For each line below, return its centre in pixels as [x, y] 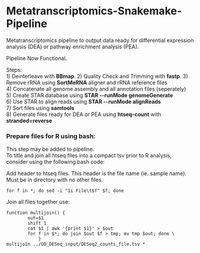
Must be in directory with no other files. [55, 180]
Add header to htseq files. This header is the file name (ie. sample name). [96, 173]
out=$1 [36, 218]
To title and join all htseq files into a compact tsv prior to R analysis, [89, 156]
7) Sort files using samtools [40, 108]
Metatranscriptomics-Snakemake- [94, 11]
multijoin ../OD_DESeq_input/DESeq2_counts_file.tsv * [76, 244]
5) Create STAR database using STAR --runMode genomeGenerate [90, 95]
